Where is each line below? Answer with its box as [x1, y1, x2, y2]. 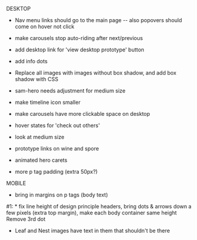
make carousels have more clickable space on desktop [14, 110, 150, 117]
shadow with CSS [14, 76, 59, 82]
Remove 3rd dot [6, 216, 46, 223]
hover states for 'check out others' [14, 122, 100, 129]
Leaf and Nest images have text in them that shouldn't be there [14, 227, 170, 234]
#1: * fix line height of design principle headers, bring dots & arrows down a [6, 203, 192, 210]
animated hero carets [14, 156, 67, 164]
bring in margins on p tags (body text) [14, 191, 109, 198]
